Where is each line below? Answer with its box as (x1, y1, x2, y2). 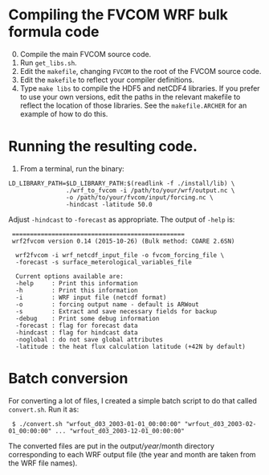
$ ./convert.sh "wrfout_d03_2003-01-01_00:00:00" (11, 420, 181, 428)
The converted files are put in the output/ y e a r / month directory (8, 440, 215, 451)
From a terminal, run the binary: (19, 163, 124, 174)
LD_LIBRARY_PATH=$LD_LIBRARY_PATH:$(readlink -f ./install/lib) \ (8, 179, 235, 187)
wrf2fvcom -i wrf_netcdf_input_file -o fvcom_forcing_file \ (15, 251, 225, 259)
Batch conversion (8, 370, 128, 387)
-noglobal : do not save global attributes (15, 335, 163, 343)
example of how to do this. (19, 109, 108, 118)
